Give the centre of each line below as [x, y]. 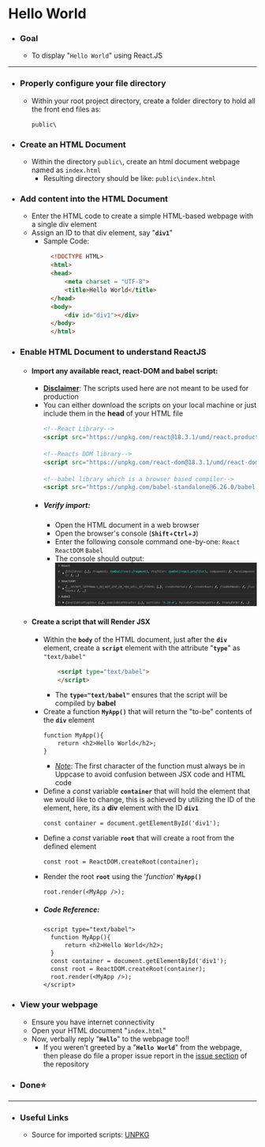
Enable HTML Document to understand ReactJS [113, 352]
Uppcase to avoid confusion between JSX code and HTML [150, 774]
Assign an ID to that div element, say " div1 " [102, 233]
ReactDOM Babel [79, 551]
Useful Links [44, 1117]
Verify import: [67, 505]
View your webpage [59, 1005]
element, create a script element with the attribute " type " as [142, 648]
